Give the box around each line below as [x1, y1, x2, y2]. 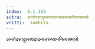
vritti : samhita [6, 19, 49, 25]
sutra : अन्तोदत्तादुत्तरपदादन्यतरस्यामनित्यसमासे [6, 14, 89, 20]
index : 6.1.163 [6, 8, 46, 15]
